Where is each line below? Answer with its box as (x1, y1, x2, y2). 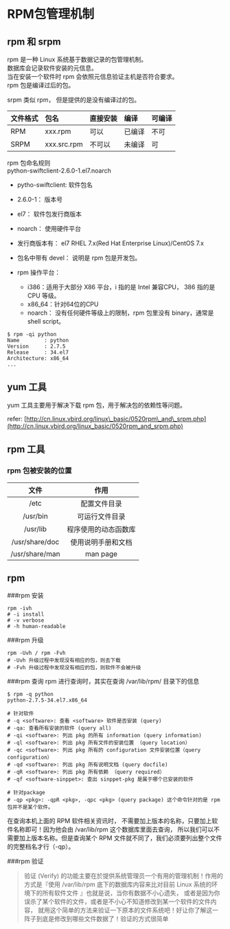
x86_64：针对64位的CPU (27, 300, 99, 308)
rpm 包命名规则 (7, 159, 51, 167)
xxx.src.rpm (45, 139, 84, 148)
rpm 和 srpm (7, 36, 61, 47)
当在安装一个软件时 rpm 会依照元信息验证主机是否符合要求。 (7, 73, 179, 80)
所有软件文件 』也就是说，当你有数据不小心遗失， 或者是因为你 (42, 889, 220, 897)
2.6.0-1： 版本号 (16, 195, 63, 203)
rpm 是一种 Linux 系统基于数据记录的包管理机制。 (7, 56, 148, 63)
